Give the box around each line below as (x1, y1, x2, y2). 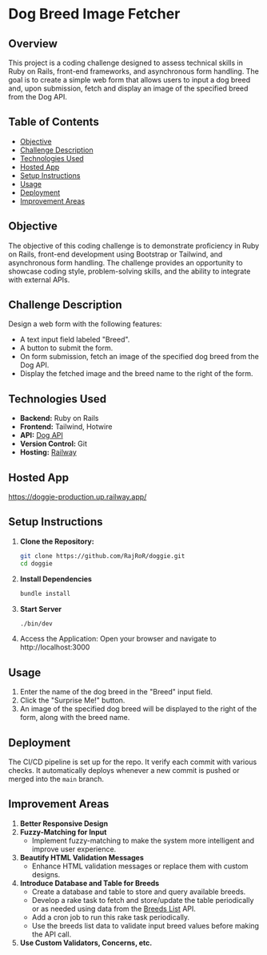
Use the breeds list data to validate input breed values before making (31, 921, 260, 930)
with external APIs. (8, 274, 70, 285)
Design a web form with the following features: (8, 319, 162, 329)
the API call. (31, 929, 72, 939)
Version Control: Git (19, 439, 88, 449)
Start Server (19, 604, 62, 613)
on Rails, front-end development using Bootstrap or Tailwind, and (8, 249, 223, 259)
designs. (31, 869, 61, 879)
